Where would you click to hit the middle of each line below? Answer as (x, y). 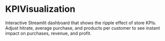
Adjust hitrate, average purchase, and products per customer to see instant (82, 28)
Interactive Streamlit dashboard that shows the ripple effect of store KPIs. (81, 23)
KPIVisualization (40, 9)
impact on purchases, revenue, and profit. (48, 33)
